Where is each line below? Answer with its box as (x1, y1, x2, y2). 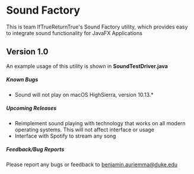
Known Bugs (6, 76, 39, 83)
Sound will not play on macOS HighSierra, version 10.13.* (14, 91, 154, 98)
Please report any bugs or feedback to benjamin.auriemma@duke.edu (6, 161, 178, 168)
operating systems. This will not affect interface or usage (14, 126, 154, 133)
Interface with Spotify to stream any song (14, 132, 116, 140)
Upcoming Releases (6, 105, 57, 112)
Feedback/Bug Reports (6, 146, 65, 153)
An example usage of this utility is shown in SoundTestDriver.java (6, 62, 168, 69)
